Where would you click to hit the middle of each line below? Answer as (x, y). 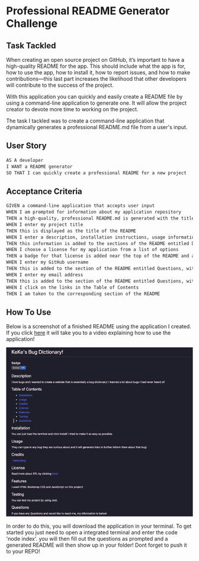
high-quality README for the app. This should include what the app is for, (96, 66)
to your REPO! (23, 551)
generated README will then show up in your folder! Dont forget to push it (97, 545)
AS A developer (25, 160)
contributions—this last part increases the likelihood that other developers (96, 79)
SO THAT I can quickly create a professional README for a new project (96, 173)
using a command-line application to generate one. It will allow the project (96, 103)
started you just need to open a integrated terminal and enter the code (92, 532)
